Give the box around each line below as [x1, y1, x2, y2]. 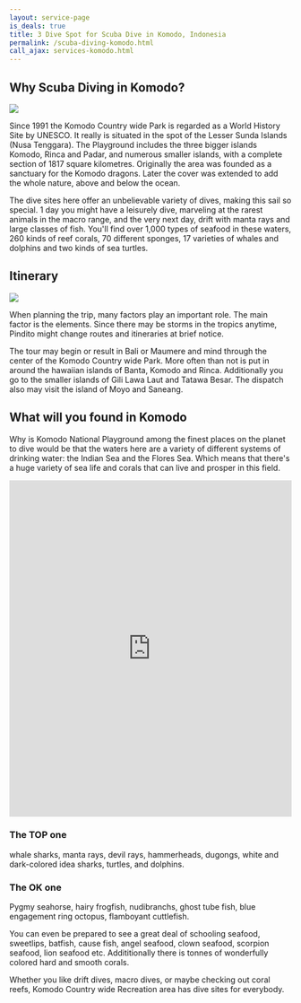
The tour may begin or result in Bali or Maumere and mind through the [9, 345, 267, 356]
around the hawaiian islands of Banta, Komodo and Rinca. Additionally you [9, 364, 284, 375]
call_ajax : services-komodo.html [9, 47, 134, 56]
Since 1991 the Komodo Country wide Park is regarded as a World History [9, 120, 280, 131]
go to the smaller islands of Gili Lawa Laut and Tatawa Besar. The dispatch [9, 374, 284, 385]
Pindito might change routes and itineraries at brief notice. [9, 328, 224, 339]
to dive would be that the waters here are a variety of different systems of [9, 443, 281, 454]
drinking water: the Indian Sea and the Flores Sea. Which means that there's [9, 452, 290, 463]
